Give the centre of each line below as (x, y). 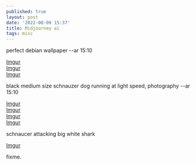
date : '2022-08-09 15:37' (38, 22)
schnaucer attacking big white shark (51, 134)
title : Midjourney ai (33, 28)
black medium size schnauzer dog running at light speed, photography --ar (98, 86)
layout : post (22, 17)
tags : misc (20, 34)
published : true (26, 12)
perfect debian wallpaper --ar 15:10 (49, 50)
